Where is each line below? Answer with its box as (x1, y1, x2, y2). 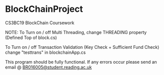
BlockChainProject (5, 3, 83, 15)
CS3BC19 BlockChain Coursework (5, 20, 75, 26)
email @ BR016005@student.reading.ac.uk (5, 64, 92, 70)
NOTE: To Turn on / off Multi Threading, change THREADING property (5, 29, 147, 35)
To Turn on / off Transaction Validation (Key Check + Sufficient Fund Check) (5, 44, 160, 50)
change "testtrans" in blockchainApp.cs (5, 49, 86, 55)
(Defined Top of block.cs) (5, 35, 57, 40)
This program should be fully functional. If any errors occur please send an (5, 59, 157, 65)
